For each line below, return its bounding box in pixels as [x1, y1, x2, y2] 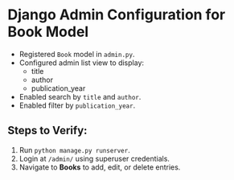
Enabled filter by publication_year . [18, 100, 136, 110]
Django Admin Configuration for [7, 6, 226, 24]
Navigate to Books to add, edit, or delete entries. [18, 162, 181, 172]
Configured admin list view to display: [18, 58, 145, 67]
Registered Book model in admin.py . [18, 49, 135, 59]
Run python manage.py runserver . [18, 145, 130, 154]
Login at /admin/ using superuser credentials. [18, 153, 170, 163]
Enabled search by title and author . [18, 92, 142, 101]
